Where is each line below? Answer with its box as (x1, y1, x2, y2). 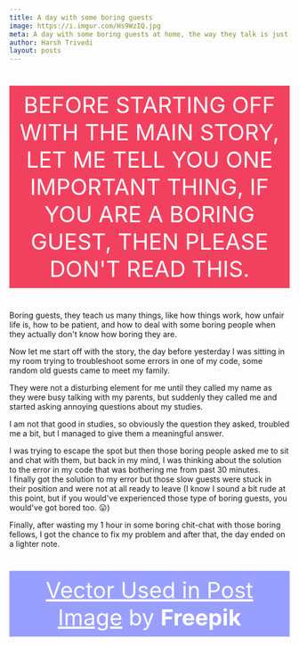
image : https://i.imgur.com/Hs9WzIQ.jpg (9, 21, 162, 30)
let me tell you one (26, 145, 273, 174)
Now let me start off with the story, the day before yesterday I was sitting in (9, 346, 286, 357)
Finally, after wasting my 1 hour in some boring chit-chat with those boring (9, 519, 281, 531)
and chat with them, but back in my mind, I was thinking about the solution (9, 455, 282, 466)
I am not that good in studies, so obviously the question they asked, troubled (9, 418, 290, 429)
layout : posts (9, 46, 62, 55)
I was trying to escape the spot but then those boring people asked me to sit (9, 445, 289, 456)
